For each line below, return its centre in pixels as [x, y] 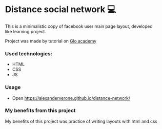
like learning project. [26, 31]
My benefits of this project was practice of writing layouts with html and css [81, 121]
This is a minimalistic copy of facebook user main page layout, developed [79, 26]
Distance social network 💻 [61, 10]
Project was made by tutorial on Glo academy [51, 41]
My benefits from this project [40, 110]
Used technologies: [29, 53]
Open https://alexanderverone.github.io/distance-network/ [71, 98]
